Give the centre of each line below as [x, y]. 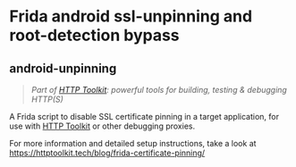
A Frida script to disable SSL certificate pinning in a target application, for [144, 117]
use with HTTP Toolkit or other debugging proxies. [102, 126]
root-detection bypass [95, 35]
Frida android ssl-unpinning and [131, 17]
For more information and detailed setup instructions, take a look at [133, 143]
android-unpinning [63, 68]
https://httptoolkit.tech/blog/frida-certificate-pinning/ [107, 153]
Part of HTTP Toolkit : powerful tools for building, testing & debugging [159, 90]
